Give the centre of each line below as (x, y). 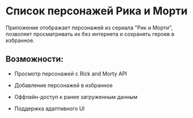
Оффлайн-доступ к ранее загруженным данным (76, 96)
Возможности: (35, 59)
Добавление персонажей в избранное (63, 85)
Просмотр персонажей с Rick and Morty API (71, 74)
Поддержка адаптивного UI (49, 108)
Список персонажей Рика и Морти (96, 11)
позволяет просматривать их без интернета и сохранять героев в (90, 34)
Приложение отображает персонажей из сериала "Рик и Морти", (89, 28)
